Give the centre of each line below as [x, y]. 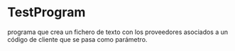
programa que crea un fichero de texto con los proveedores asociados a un [118, 32]
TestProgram [47, 12]
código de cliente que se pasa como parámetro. [77, 39]
